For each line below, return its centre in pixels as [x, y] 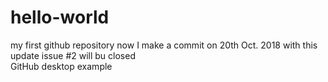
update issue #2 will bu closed [73, 55]
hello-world [60, 17]
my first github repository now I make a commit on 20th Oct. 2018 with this [164, 45]
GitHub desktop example [61, 66]
